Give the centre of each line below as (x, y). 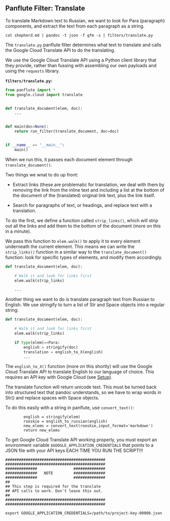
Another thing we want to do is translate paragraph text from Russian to (80, 299)
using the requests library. (32, 71)
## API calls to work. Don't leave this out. (54, 491)
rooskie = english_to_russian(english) (66, 421)
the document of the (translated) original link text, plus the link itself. (84, 195)
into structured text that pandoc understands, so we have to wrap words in (83, 392)
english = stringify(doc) (51, 347)
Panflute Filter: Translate (45, 8)
